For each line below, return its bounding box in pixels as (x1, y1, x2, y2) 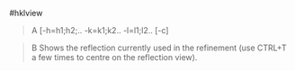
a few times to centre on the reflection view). (31, 52, 198, 62)
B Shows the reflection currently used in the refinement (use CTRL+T (31, 42, 288, 53)
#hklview (9, 8, 43, 18)
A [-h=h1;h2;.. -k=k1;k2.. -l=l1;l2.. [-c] (31, 25, 169, 35)
